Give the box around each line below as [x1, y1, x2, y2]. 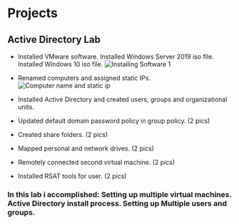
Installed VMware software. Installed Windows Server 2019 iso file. [17, 52, 214, 61]
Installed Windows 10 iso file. [17, 60, 103, 68]
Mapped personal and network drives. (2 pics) [17, 144, 155, 153]
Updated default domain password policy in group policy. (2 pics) [17, 116, 210, 125]
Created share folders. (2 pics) [17, 131, 108, 138]
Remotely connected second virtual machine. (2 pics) [17, 158, 176, 166]
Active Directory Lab [7, 34, 101, 46]
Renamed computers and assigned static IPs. [17, 73, 151, 82]
